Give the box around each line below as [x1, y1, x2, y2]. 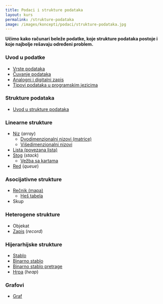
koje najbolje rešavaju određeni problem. [5, 41, 94, 48]
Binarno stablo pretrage [12, 264, 63, 270]
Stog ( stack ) [12, 152, 39, 158]
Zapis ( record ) [12, 228, 43, 234]
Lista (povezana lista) [12, 147, 58, 153]
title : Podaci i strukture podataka [5, 7, 83, 13]
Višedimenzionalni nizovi [20, 142, 73, 148]
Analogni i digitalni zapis [12, 76, 64, 82]
